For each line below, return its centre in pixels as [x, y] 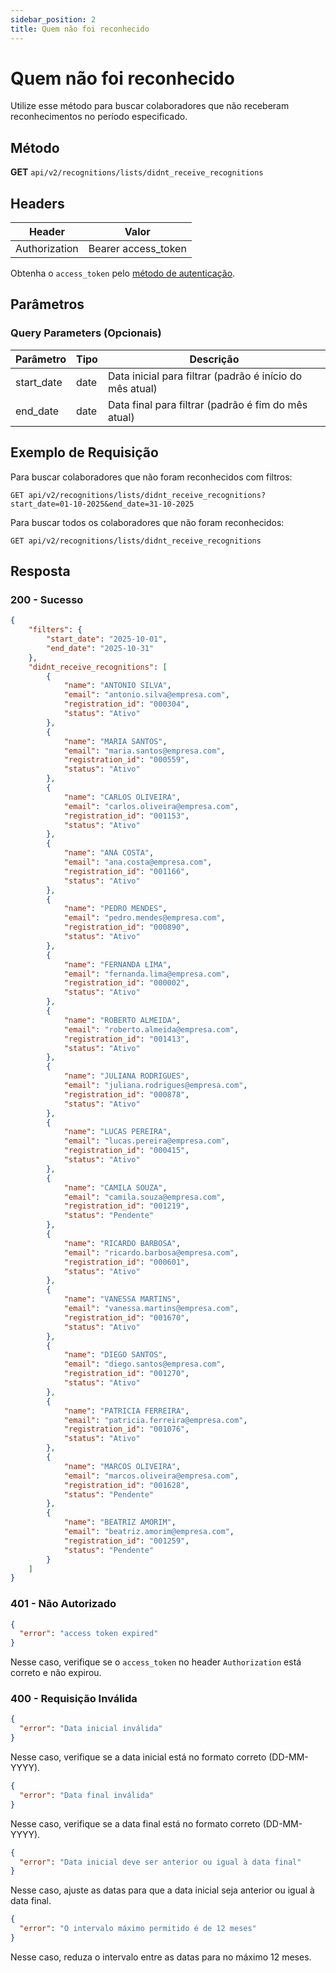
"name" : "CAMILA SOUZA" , [115, 1187]
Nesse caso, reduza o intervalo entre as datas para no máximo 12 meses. [161, 1957]
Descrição [214, 359]
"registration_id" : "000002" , [126, 983]
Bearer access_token [137, 249]
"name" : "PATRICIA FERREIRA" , [126, 1411]
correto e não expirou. [56, 1673]
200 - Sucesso [47, 599]
